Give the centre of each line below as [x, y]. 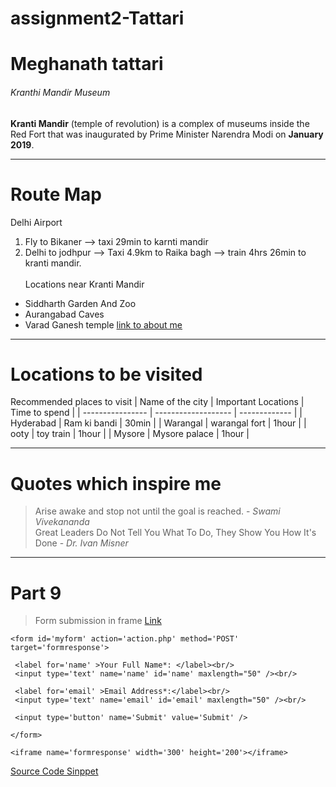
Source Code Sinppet [54, 771]
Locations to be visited [106, 374]
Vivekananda [62, 522]
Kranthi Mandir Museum [60, 92]
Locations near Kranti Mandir [84, 284]
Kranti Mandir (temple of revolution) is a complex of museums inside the [160, 123]
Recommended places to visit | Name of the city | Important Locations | [157, 402]
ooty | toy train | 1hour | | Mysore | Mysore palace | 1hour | [130, 434]
